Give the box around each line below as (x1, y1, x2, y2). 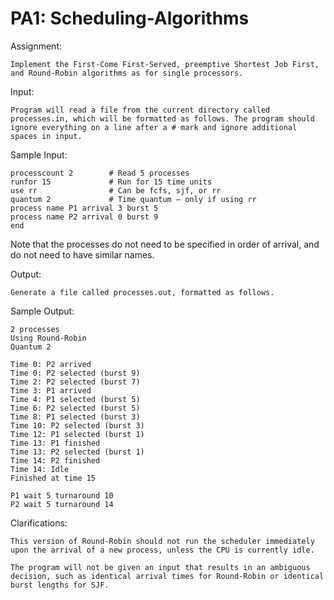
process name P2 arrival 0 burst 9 (10, 212, 159, 222)
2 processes (10, 324, 60, 334)
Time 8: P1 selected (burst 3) (10, 412, 141, 422)
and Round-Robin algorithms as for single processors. (10, 68, 244, 78)
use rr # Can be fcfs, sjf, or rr (10, 185, 222, 196)
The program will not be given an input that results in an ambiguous (10, 562, 311, 572)
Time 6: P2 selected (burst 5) (10, 403, 141, 413)
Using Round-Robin (10, 333, 87, 343)
